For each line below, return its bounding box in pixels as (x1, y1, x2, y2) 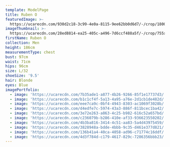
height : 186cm (5, 45, 35, 50)
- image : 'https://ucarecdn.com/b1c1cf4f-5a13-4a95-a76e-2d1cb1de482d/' (10, 96, 166, 102)
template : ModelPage (5, 7, 49, 13)
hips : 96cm (5, 64, 28, 69)
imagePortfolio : (5, 87, 39, 92)
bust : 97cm (5, 54, 28, 60)
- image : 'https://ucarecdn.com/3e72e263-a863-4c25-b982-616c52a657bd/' (10, 111, 166, 116)
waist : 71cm (5, 59, 30, 64)
